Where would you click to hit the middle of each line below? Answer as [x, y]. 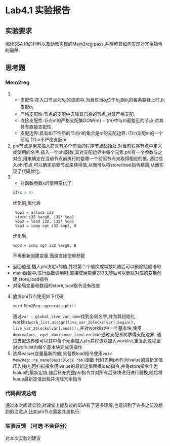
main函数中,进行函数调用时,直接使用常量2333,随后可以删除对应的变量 [85, 273]
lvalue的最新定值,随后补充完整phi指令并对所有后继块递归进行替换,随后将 [88, 373]
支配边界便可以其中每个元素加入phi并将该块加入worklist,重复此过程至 [89, 341]
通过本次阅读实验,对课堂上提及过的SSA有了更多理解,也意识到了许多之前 [80, 405]
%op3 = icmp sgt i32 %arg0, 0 [45, 246]
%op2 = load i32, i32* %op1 [45, 221]
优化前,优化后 [27, 203]
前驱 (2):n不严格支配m [43, 140]
